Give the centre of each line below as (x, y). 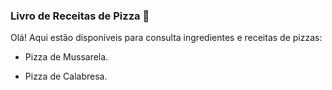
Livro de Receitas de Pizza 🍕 (80, 16)
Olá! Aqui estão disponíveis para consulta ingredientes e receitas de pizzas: (166, 38)
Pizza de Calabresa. (66, 76)
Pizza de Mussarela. (66, 57)
